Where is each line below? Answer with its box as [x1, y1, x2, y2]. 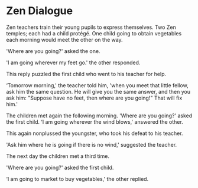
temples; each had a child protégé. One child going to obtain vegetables [6, 29, 182, 37]
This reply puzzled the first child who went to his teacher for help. [6, 70, 167, 77]
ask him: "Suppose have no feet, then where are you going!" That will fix [6, 94, 183, 101]
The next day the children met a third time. [6, 152, 109, 160]
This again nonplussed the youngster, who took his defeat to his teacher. [6, 130, 183, 137]
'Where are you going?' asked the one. [6, 47, 100, 54]
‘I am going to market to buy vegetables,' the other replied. [6, 175, 149, 182]
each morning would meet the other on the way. [6, 36, 123, 43]
